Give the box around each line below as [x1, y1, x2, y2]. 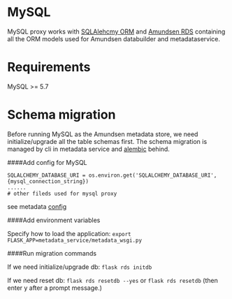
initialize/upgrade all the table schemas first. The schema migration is [7, 137, 208, 145]
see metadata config [7, 202, 67, 210]
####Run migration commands [7, 249, 96, 257]
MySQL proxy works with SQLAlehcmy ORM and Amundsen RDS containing [7, 27, 226, 36]
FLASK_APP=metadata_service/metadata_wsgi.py [7, 237, 142, 244]
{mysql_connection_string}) [7, 177, 89, 185]
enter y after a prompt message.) [7, 284, 103, 292]
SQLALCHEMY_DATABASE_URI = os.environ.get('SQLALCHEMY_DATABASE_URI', [7, 172, 217, 179]
